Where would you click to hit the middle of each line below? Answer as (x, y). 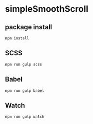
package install (29, 27)
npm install (17, 38)
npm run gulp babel (25, 91)
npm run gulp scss (23, 64)
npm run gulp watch (25, 117)
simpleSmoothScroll (47, 9)
